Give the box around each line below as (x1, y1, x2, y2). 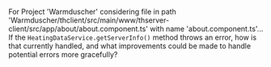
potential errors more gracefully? (8, 50, 118, 59)
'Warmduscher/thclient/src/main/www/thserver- (8, 15, 170, 25)
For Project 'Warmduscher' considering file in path (8, 7, 176, 16)
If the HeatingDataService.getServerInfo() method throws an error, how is (8, 32, 257, 42)
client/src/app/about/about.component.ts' (8, 24, 148, 33)
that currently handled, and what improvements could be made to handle (8, 41, 252, 51)
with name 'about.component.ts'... (149, 24, 264, 33)
